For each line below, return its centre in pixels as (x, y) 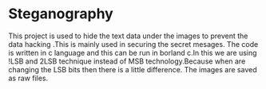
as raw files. (28, 78)
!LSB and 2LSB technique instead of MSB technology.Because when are (127, 61)
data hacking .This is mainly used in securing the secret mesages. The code (133, 44)
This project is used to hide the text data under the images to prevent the (128, 36)
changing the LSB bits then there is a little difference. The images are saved (133, 69)
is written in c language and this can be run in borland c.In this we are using (133, 52)
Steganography (61, 14)
